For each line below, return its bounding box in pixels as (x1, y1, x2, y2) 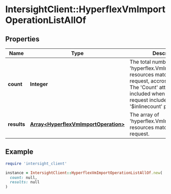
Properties (5, 35, 40, 43)
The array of (129, 111, 159, 118)
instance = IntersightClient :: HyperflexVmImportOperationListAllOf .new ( (5, 170, 163, 175)
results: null (10, 180, 40, 185)
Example (5, 148, 34, 156)
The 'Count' (129, 84, 158, 91)
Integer (30, 80, 48, 88)
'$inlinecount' (129, 103, 163, 110)
